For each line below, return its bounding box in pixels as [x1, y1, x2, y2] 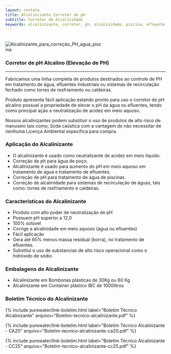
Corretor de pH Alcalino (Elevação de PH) [5, 59, 109, 66]
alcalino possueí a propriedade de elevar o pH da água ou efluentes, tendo [5, 102, 162, 108]
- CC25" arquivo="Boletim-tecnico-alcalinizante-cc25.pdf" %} [5, 343, 136, 349]
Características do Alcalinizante [5, 198, 87, 205]
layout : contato [5, 7, 40, 13]
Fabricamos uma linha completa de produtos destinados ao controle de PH [5, 76, 162, 82]
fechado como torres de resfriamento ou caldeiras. [5, 86, 112, 92]
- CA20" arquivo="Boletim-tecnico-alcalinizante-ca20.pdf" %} [5, 327, 136, 334]
